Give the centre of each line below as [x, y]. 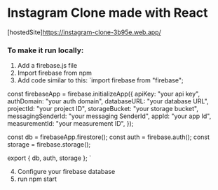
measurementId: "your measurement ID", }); [70, 124]
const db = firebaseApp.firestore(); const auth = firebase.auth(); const [109, 137]
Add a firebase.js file [47, 66]
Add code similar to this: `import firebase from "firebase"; [100, 80]
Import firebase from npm [55, 73]
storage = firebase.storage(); [49, 145]
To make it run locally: [46, 50]
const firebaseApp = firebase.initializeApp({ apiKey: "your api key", [104, 94]
